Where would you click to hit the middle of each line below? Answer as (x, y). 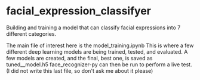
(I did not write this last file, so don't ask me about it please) (80, 70)
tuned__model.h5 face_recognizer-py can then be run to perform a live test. (99, 64)
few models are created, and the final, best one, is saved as (79, 58)
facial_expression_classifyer (79, 11)
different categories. (31, 33)
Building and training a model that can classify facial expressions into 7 (93, 27)
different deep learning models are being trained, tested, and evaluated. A (97, 51)
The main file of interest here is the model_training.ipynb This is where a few (100, 45)
